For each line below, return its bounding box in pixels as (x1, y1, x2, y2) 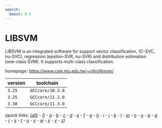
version (7, 80, 26, 86)
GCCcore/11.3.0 (29, 101, 65, 107)
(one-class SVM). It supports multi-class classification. (5, 59, 115, 64)
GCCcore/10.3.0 (29, 88, 65, 94)
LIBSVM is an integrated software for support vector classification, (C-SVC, (5, 48, 155, 54)
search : (5, 7, 21, 12)
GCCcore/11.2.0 (29, 95, 65, 100)
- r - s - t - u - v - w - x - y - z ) (5, 117, 65, 124)
